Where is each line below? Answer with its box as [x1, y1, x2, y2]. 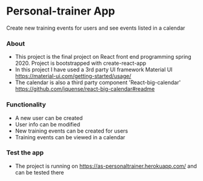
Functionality [6, 100, 47, 109]
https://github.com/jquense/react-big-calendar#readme [15, 85, 155, 93]
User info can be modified [15, 120, 81, 128]
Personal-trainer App [6, 4, 115, 18]
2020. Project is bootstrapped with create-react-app [15, 59, 147, 67]
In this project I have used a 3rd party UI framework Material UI [15, 66, 173, 73]
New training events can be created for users [15, 127, 128, 134]
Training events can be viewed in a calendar [15, 133, 125, 140]
